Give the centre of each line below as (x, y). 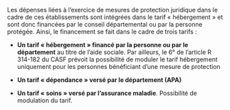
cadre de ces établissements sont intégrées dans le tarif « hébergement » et (115, 17)
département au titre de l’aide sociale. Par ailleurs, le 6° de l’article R (114, 52)
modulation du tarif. (45, 100)
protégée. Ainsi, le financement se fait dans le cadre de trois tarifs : (102, 31)
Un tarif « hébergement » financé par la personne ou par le (103, 45)
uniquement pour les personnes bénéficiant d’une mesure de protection (119, 67)
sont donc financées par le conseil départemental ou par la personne (105, 24)
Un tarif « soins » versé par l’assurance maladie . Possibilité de (107, 93)
